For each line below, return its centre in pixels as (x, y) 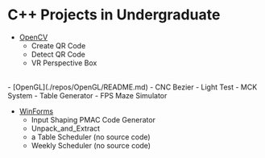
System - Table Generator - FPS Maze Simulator (87, 95)
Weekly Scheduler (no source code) (91, 145)
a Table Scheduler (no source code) (91, 137)
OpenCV (33, 37)
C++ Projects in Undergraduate (114, 15)
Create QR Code (58, 45)
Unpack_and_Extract (66, 128)
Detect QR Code (58, 54)
